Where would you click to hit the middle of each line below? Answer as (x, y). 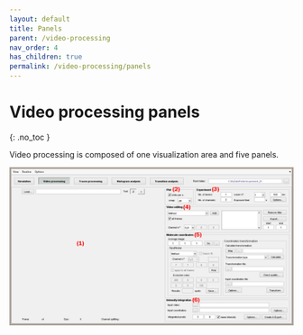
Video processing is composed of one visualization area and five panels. (144, 154)
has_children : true (46, 57)
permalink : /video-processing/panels (80, 67)
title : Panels (36, 28)
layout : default (40, 19)
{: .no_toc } (30, 137)
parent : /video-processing (60, 38)
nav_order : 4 (34, 48)
